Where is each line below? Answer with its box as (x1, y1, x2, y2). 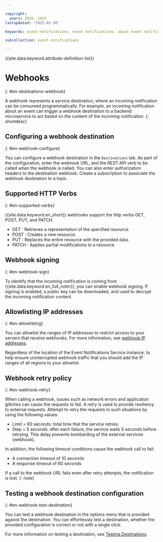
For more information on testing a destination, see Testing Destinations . (5, 531, 148, 537)
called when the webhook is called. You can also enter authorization (5, 165, 142, 171)
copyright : (5, 11, 27, 16)
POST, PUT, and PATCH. (5, 217, 54, 223)
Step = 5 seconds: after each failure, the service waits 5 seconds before (12, 427, 157, 432)
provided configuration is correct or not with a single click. (5, 522, 122, 527)
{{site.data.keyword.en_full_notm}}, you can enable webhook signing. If (5, 283, 148, 289)
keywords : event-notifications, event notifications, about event (5, 29, 142, 34)
